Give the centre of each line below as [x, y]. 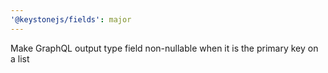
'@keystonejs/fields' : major [71, 19]
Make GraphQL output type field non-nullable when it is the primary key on [164, 48]
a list [20, 58]
